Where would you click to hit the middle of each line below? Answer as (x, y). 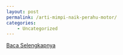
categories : (21, 23)
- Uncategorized (38, 28)
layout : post (23, 12)
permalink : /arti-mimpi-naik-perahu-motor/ (62, 17)
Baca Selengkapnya (31, 45)
